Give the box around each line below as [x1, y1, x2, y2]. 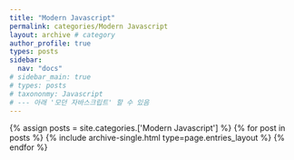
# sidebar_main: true [9, 73, 92, 82]
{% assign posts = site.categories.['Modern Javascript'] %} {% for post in [9, 123, 286, 134]
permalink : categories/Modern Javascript [9, 22, 169, 31]
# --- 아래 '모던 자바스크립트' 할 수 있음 [9, 97, 150, 107]
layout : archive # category [9, 30, 116, 39]
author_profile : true [9, 38, 92, 48]
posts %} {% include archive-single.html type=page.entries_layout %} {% [9, 133, 286, 144]
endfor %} [9, 142, 48, 153]
